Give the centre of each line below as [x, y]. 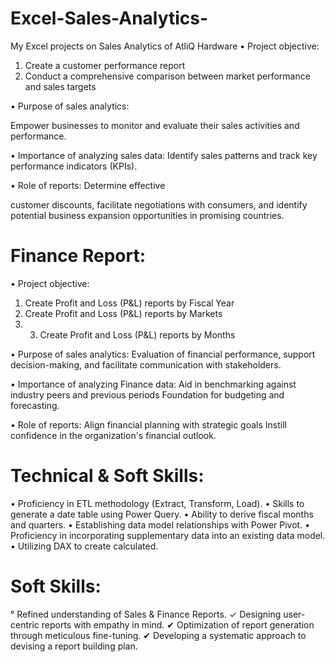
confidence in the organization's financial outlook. [113, 435]
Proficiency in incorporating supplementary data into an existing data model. [168, 535]
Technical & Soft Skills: [107, 476]
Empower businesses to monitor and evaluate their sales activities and [155, 125]
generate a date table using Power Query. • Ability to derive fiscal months [162, 514]
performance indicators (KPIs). [74, 166]
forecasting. [35, 405]
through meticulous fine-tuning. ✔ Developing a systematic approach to [158, 635]
